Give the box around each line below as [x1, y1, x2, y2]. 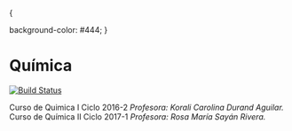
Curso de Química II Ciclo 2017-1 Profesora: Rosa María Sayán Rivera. [9, 111, 266, 122]
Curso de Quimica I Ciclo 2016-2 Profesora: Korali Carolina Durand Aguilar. [9, 102, 284, 112]
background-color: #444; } [9, 25, 108, 35]
